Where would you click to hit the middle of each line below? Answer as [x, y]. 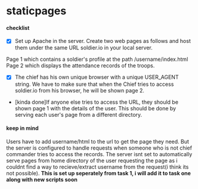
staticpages [36, 11]
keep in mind [22, 128]
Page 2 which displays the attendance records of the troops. [81, 66]
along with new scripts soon [42, 179]
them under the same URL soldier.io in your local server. [84, 48]
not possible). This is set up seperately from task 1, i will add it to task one [98, 173]
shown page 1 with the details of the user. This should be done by [95, 108]
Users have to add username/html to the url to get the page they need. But [98, 141]
